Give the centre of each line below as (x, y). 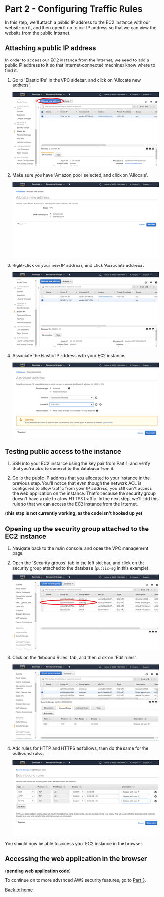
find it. (11, 70)
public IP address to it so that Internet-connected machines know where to (80, 65)
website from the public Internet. (38, 33)
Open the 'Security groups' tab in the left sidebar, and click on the (78, 563)
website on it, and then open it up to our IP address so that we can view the (81, 27)
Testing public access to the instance (63, 452)
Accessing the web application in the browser (76, 859)
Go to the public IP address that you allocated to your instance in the (81, 478)
